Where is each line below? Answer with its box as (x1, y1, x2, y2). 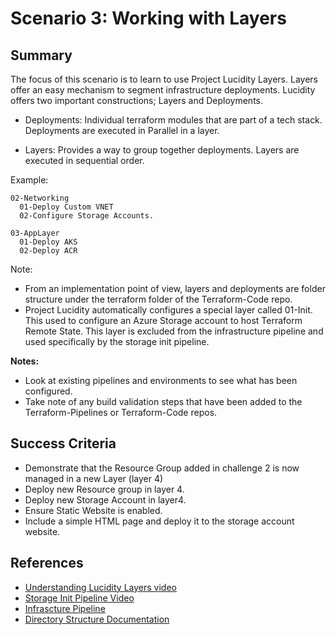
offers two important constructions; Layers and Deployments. (10, 95, 264, 106)
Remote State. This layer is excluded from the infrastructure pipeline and (24, 325, 324, 337)
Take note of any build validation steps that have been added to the (24, 396, 303, 407)
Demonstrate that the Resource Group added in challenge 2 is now (24, 462, 300, 474)
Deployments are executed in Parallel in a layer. (24, 125, 220, 136)
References (10, 555, 84, 572)
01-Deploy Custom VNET (19, 202, 114, 212)
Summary (10, 47, 73, 64)
